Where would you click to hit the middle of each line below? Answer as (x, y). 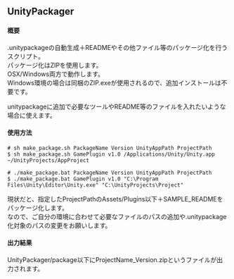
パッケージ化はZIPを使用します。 (55, 65)
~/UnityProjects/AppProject (48, 160)
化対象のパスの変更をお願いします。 (59, 225)
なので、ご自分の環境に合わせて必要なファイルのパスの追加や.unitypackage (117, 216)
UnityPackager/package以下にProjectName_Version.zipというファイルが (112, 260)
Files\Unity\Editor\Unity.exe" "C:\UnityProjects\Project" (96, 185)
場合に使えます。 (32, 115)
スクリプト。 (26, 56)
